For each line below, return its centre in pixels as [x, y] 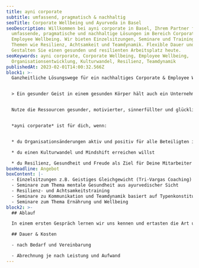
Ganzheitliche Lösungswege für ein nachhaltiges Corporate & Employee [100, 78]
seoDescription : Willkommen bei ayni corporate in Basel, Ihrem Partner [98, 28]
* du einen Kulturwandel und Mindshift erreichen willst [83, 152]
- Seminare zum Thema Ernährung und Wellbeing [70, 202]
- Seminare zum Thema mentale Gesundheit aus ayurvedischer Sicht [95, 185]
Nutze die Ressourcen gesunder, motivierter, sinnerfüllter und [92, 110]
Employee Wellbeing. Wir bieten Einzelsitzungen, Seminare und [91, 39]
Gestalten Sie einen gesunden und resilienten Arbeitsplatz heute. [97, 51]
